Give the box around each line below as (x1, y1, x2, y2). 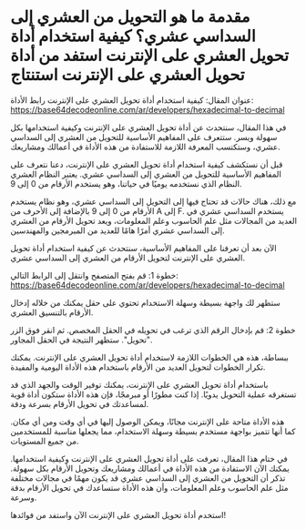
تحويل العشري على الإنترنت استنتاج (10, 65, 245, 86)
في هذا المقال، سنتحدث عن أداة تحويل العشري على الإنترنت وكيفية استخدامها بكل (10, 121, 287, 133)
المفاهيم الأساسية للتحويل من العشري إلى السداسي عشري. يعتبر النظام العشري (10, 168, 281, 179)
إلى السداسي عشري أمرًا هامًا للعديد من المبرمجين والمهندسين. (10, 225, 226, 236)
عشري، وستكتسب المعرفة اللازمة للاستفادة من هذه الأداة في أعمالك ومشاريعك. (10, 141, 280, 152)
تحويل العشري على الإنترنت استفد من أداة (10, 46, 290, 66)
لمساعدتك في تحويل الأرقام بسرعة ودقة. (10, 398, 149, 409)
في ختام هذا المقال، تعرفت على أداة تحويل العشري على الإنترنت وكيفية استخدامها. (10, 453, 288, 464)
